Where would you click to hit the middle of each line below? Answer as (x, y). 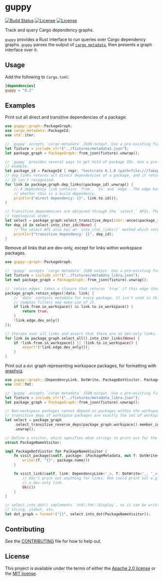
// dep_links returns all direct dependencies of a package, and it (76, 175)
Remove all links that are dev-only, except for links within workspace (73, 248)
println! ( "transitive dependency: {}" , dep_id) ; (64, 234)
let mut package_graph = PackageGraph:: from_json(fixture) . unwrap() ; (77, 280)
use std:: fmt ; (19, 384)
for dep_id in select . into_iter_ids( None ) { (51, 225)
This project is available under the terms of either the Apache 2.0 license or (81, 568)
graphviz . (15, 371)
